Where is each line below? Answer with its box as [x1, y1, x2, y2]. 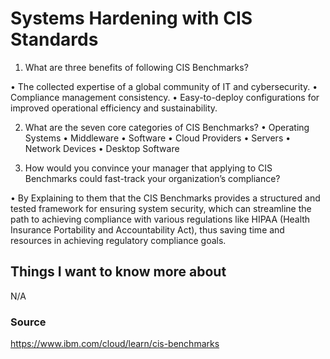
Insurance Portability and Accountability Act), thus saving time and [10, 223, 285, 236]
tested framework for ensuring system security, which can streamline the [10, 202, 312, 214]
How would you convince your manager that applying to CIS [24, 162, 273, 174]
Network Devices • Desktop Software [24, 142, 180, 154]
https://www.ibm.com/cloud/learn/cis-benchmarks [10, 338, 220, 350]
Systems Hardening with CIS [10, 7, 253, 30]
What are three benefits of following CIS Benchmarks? [24, 61, 249, 73]
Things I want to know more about [10, 263, 227, 281]
